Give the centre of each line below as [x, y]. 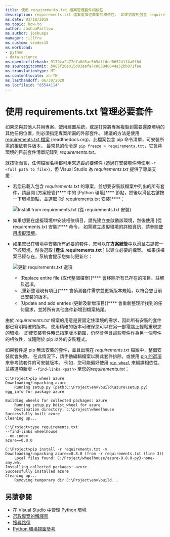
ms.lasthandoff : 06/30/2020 [35, 80]
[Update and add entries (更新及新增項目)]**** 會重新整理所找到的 [89, 303]
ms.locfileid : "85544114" [32, 85]
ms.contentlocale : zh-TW [31, 76]
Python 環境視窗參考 [34, 529]
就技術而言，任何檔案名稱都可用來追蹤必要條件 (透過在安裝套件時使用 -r [80, 163]
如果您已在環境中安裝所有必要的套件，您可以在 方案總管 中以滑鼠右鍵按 [86, 244]
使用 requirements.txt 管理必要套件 [79, 111]
